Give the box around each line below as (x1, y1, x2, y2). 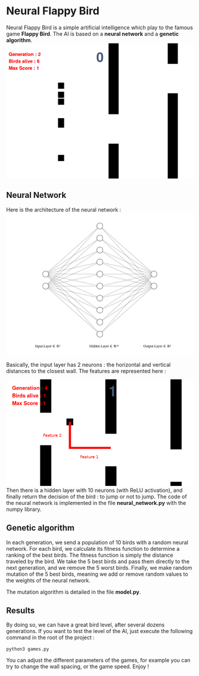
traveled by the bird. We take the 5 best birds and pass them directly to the (6, 557, 189, 565)
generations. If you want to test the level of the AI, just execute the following (6, 628, 193, 635)
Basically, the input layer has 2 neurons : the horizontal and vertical (6, 361, 171, 368)
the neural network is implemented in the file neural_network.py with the (6, 499, 186, 506)
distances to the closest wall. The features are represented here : (6, 368, 166, 375)
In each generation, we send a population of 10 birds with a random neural (6, 538, 189, 546)
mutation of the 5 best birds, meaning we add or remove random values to (6, 570, 189, 578)
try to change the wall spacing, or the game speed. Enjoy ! (6, 663, 150, 670)
